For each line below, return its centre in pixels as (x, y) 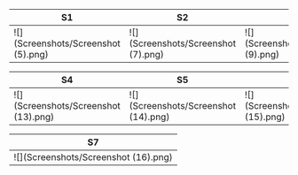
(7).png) (146, 54)
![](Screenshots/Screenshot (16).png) (93, 157)
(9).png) (262, 54)
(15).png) (265, 117)
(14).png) (149, 117)
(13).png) (34, 117)
